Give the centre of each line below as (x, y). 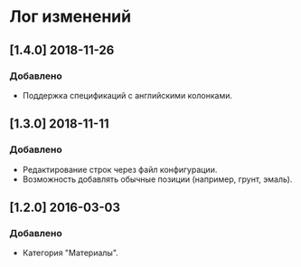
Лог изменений (71, 17)
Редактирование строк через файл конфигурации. (120, 169)
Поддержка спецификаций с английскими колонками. (127, 95)
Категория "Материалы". (71, 253)
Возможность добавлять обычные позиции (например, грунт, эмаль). (157, 179)
